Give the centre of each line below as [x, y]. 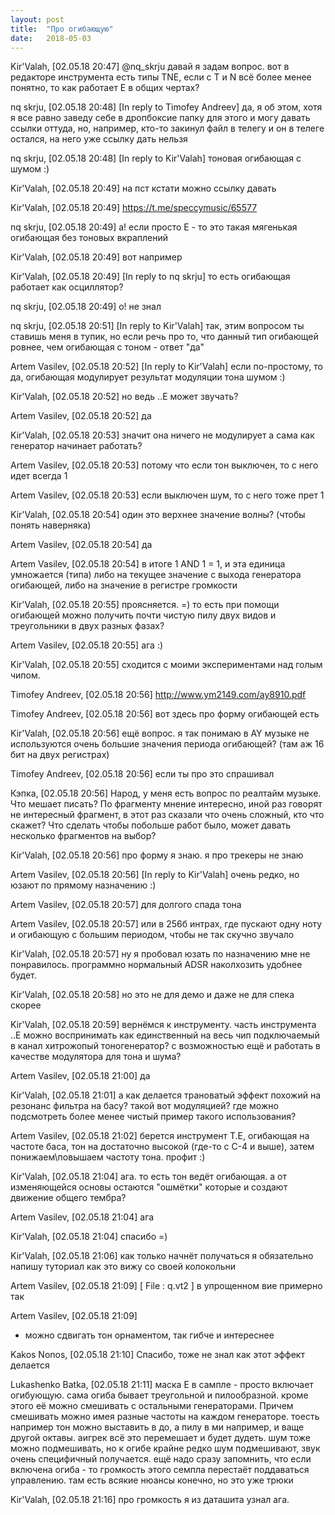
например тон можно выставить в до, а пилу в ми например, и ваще [157, 1427]
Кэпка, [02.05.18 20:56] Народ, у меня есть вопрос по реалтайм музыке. [166, 793]
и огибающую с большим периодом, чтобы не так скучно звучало [152, 935]
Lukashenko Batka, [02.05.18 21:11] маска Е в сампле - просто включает [162, 1385]
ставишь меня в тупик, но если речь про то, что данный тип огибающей [164, 337]
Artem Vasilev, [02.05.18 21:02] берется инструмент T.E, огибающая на [160, 1136]
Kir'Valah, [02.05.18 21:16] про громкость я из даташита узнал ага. [150, 1500]
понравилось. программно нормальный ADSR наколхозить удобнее [156, 965]
